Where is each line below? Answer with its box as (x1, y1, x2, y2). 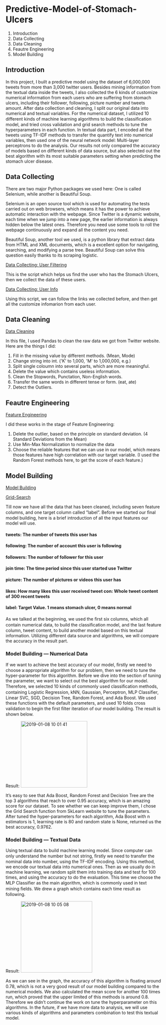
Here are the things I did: (5, 343, 56, 349)
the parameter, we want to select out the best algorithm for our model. (5, 678, 149, 684)
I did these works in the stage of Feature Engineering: (5, 421, 115, 427)
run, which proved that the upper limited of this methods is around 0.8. (5, 994, 149, 1000)
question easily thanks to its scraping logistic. (5, 252, 98, 258)
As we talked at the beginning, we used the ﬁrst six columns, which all (5, 616, 149, 622)
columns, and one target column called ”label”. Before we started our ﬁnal (5, 509, 156, 515)
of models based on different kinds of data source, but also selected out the (5, 147, 161, 154)
